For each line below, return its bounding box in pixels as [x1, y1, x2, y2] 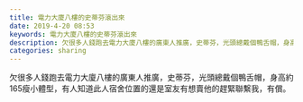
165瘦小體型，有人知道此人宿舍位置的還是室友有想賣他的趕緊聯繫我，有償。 [9, 83, 291, 94]
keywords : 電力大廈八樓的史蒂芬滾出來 [9, 30, 138, 38]
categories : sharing [9, 47, 87, 55]
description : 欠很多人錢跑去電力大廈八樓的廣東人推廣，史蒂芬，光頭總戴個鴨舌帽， [9, 38, 284, 47]
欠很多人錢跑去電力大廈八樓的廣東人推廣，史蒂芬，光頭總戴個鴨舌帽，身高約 [9, 72, 294, 83]
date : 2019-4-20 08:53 [9, 21, 95, 30]
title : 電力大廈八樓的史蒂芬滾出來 [9, 13, 125, 22]
